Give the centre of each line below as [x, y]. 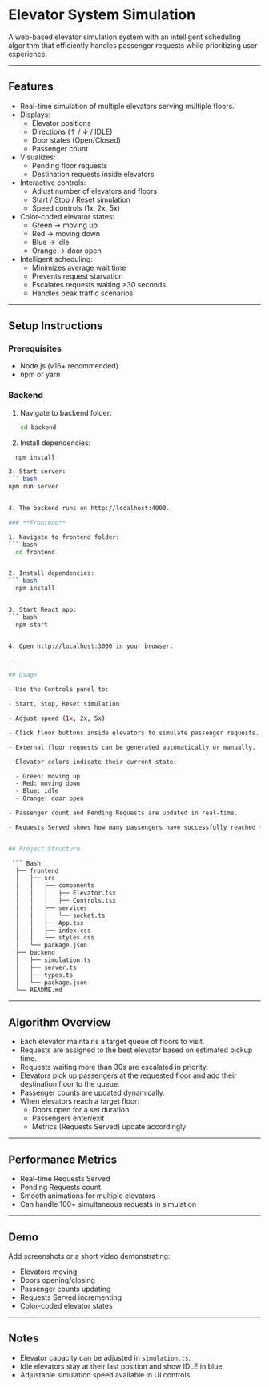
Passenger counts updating [65, 1289]
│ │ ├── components [55, 886]
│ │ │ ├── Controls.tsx [66, 901]
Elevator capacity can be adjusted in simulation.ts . [105, 1357]
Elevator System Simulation [102, 15]
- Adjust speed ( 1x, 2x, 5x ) [57, 718]
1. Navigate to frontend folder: [64, 537]
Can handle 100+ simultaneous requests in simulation [108, 1204]
